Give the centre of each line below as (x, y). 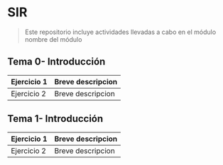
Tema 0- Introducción (56, 62)
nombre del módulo (53, 39)
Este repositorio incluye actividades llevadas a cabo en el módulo (120, 32)
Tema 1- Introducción (55, 119)
